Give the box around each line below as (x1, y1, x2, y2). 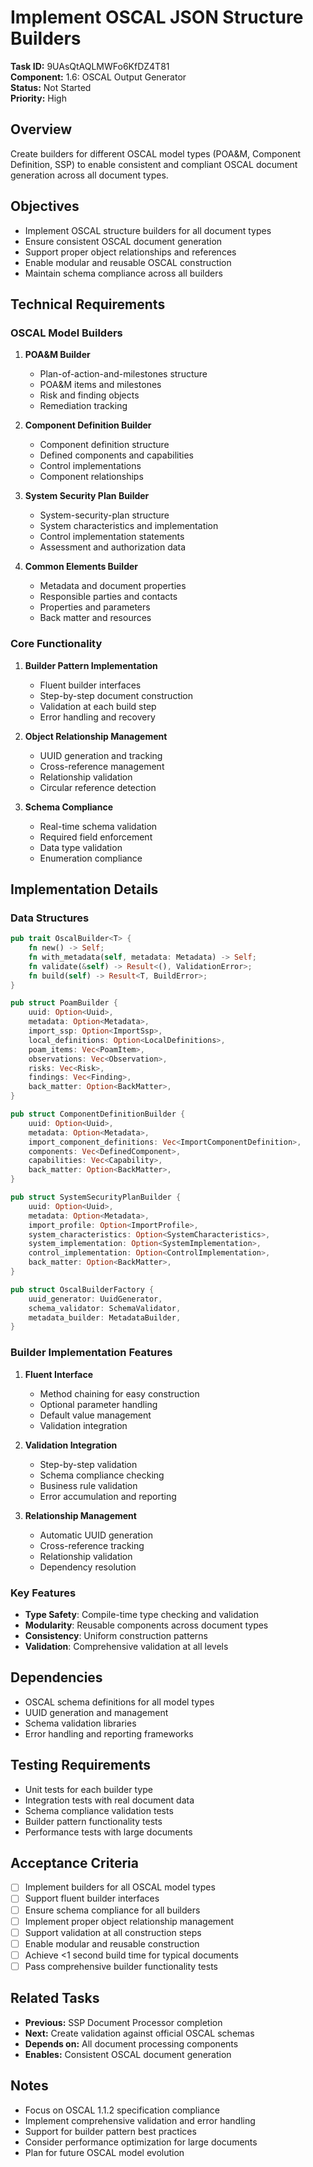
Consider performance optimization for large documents (24, 2136, 258, 2148)
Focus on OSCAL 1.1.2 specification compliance (24, 2104, 220, 2116)
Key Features (10, 1586, 77, 1600)
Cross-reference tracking (39, 1539, 145, 1551)
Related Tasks (10, 1990, 100, 2007)
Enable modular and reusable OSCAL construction (24, 256, 232, 268)
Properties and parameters (39, 601, 151, 613)
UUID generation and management (24, 1706, 169, 1718)
